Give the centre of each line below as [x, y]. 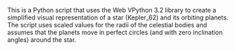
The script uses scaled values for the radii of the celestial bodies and [107, 25]
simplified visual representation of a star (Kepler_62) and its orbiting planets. [118, 17]
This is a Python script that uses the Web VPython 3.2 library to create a [112, 10]
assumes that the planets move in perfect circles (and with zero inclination [115, 32]
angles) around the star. [42, 40]
